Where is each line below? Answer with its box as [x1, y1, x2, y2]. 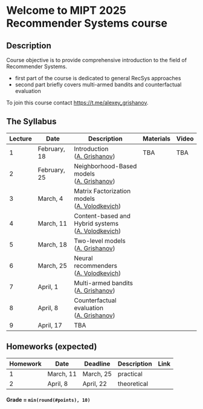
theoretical [117, 379, 149, 388]
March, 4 [37, 194, 63, 203]
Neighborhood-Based [74, 162, 137, 170]
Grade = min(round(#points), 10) [6, 396, 91, 404]
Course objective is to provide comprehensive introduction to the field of [6, 57, 187, 63]
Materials [143, 134, 171, 142]
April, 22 [82, 379, 108, 388]
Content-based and [74, 212, 131, 220]
